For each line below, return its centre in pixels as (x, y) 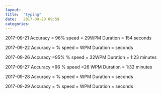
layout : (13, 10)
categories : (18, 24)
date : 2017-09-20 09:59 (32, 19)
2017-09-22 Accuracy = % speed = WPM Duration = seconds (69, 47)
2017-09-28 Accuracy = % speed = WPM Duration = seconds (69, 77)
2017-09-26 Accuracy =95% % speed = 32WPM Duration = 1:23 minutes (81, 57)
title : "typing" (23, 14)
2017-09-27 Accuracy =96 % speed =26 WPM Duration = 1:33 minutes (79, 67)
